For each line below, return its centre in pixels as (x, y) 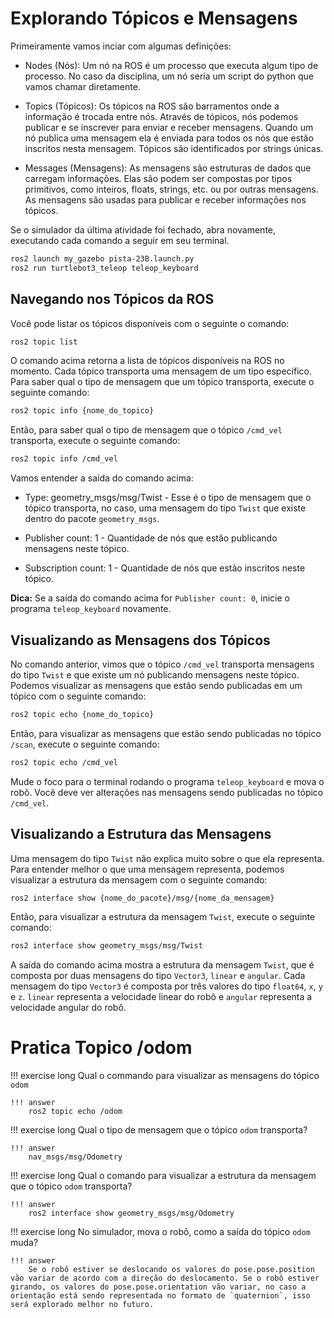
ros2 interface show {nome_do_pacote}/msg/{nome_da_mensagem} (142, 898)
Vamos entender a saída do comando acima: (102, 478)
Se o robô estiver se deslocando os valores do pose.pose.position (171, 1270)
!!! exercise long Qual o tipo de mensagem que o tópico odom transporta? (159, 1130)
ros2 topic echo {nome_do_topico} (82, 714)
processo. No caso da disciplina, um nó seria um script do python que (169, 76)
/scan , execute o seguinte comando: (85, 744)
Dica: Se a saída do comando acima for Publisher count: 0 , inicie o (150, 598)
